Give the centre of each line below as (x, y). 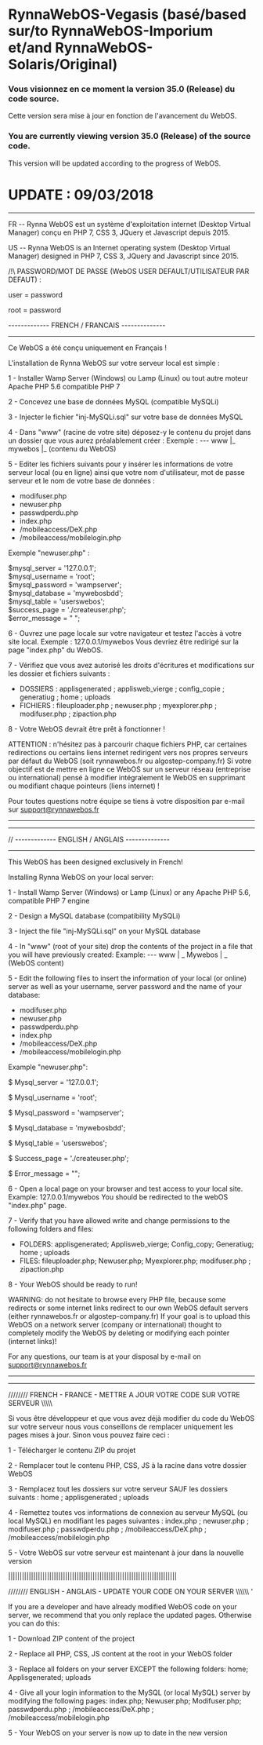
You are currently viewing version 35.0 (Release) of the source (130, 137)
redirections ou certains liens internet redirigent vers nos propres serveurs (128, 752)
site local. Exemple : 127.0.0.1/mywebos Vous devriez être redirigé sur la (123, 641)
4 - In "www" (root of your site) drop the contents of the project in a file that (130, 946)
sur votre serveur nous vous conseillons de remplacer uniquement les (121, 1426)
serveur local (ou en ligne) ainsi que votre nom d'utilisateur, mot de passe (126, 472)
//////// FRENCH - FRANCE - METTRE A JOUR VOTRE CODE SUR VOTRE (124, 1394)
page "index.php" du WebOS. (56, 650)
